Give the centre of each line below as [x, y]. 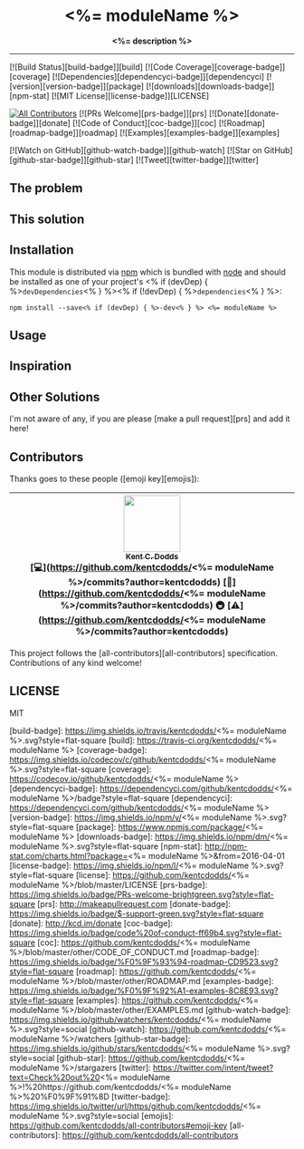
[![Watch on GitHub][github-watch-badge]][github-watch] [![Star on [136, 150]
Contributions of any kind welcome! [76, 662]
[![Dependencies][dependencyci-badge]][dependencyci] [158, 76]
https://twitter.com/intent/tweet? [213, 1067]
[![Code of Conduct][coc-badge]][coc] [144, 122]
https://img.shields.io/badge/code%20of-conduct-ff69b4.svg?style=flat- [146, 932]
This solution [47, 219]
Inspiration [41, 367]
